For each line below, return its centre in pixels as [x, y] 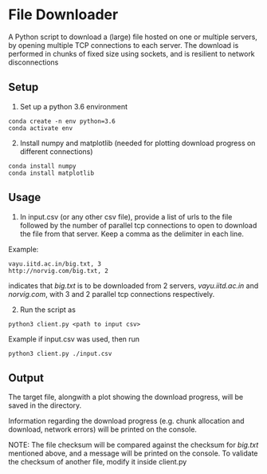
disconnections [33, 62]
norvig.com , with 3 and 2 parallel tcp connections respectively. [112, 294]
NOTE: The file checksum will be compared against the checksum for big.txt [133, 445]
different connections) [56, 151]
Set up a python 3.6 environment [73, 106]
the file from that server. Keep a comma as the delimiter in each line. [132, 234]
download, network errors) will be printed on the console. [103, 429]
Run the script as [47, 310]
